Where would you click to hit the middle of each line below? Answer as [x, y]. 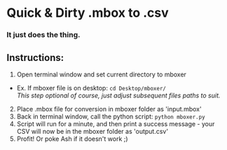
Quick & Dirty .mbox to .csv [88, 13]
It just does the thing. [43, 35]
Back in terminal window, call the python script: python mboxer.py [111, 116]
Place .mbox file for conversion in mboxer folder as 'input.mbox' [109, 109]
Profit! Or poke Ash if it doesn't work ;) [72, 139]
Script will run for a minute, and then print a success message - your [116, 123]
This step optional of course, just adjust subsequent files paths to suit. [118, 95]
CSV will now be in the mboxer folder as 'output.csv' [92, 131]
